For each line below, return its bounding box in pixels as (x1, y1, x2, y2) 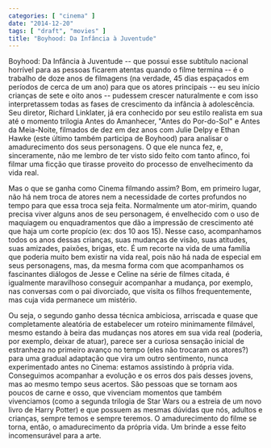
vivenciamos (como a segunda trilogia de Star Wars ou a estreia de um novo (8, 396, 262, 406)
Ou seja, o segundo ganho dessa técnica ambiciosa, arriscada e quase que (8, 311, 258, 320)
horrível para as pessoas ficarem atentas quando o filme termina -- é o (8, 65, 244, 75)
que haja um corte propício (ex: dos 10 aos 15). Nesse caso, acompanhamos (8, 227, 262, 237)
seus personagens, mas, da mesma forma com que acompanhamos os (8, 261, 244, 270)
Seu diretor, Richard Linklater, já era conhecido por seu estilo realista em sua (8, 108, 264, 118)
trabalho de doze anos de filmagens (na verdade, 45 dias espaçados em (8, 73, 249, 83)
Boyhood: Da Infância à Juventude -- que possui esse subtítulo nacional (8, 57, 248, 66)
